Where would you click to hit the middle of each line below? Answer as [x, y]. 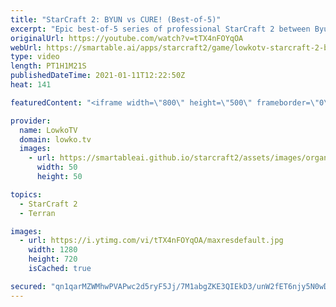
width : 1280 [53, 250]
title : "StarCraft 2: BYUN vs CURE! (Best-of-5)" [116, 19]
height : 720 [53, 259]
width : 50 [57, 167]
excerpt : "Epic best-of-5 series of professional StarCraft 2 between [160, 29]
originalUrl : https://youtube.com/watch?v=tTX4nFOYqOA [127, 38]
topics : [26, 194]
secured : [28, 286]
